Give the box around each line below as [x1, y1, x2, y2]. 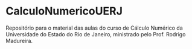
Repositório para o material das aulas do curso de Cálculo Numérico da [5, 24, 183, 31]
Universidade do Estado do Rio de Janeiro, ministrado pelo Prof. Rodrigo [5, 30, 186, 38]
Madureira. [5, 37, 33, 44]
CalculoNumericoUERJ [5, 4, 123, 18]
